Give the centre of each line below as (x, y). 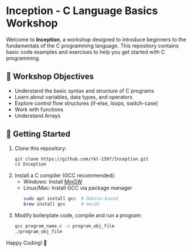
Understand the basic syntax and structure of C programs (84, 91)
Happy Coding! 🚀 (27, 243)
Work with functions (39, 109)
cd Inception (30, 164)
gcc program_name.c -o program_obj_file (64, 226)
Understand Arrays (37, 115)
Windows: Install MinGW (53, 182)
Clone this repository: (40, 148)
